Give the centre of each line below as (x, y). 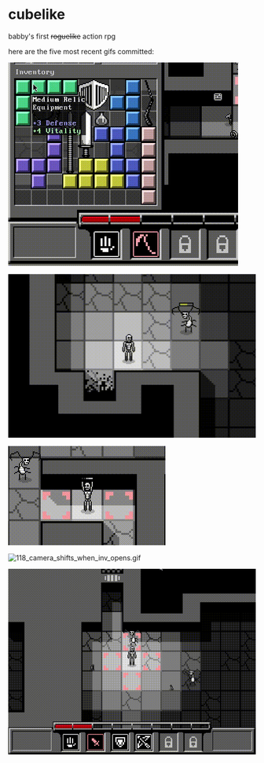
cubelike (37, 15)
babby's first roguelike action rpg (62, 36)
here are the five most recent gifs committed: (81, 51)
